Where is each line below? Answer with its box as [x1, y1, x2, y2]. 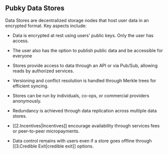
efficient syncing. [12, 83, 49, 89]
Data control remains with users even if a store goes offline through [12, 137, 152, 143]
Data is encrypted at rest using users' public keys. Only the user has [12, 32, 154, 38]
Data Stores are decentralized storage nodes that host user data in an [5, 17, 149, 23]
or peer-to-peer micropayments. [12, 128, 80, 134]
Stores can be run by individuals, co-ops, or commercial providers [12, 92, 149, 98]
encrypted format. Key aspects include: [5, 23, 87, 29]
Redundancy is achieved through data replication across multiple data [12, 107, 157, 113]
